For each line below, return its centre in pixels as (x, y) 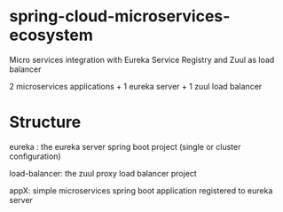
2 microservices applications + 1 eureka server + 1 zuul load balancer (136, 86)
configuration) (35, 156)
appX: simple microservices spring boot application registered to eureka (141, 190)
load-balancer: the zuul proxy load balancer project (103, 173)
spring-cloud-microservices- (120, 16)
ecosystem (51, 35)
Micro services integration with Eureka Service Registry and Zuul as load (142, 59)
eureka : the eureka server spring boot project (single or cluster (125, 146)
